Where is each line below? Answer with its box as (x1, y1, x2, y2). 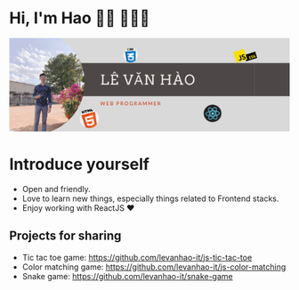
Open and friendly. (21, 183, 91, 194)
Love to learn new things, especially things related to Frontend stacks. (21, 193, 279, 204)
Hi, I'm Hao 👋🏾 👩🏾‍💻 (9, 8, 150, 28)
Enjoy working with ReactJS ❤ (21, 202, 135, 213)
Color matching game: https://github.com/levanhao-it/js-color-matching (21, 262, 287, 272)
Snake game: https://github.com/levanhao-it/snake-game (21, 270, 233, 281)
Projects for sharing (9, 229, 122, 244)
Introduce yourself (9, 155, 149, 174)
